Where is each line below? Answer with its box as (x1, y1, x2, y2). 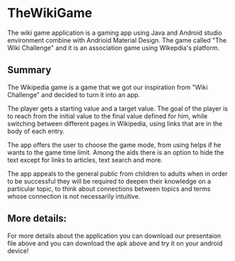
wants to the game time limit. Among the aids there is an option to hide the (7, 148, 224, 157)
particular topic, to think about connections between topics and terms (7, 184, 211, 193)
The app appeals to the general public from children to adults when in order (7, 169, 228, 178)
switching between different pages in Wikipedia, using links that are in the (7, 119, 223, 128)
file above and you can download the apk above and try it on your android (7, 239, 223, 248)
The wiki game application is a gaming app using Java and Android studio (7, 28, 222, 37)
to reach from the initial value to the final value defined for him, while (7, 111, 208, 120)
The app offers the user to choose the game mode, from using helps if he (7, 140, 222, 149)
